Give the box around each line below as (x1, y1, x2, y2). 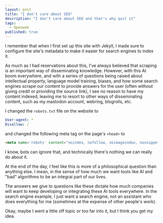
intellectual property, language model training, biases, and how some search (5, 78, 158, 84)
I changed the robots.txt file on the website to (5, 108, 98, 114)
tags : (5, 20, 16, 26)
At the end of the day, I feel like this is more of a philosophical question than (5, 163, 157, 169)
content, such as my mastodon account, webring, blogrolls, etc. (5, 99, 132, 104)
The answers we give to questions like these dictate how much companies (5, 183, 154, 189)
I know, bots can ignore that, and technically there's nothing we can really (5, 149, 152, 155)
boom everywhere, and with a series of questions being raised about (5, 73, 143, 79)
